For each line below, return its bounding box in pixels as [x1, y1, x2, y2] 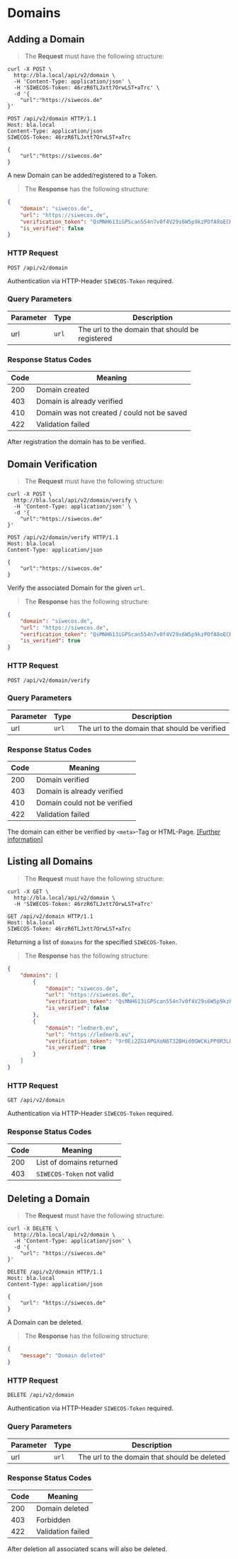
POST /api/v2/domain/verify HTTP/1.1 [7, 533, 119, 541]
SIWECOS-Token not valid [36, 1169, 114, 1179]
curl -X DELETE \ [7, 1225, 59, 1232]
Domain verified [36, 775, 90, 785]
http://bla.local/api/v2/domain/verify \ [13, 497, 138, 504]
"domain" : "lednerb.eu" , [45, 1024, 119, 1031]
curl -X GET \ [7, 888, 50, 895]
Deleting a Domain [7, 1192, 90, 1205]
